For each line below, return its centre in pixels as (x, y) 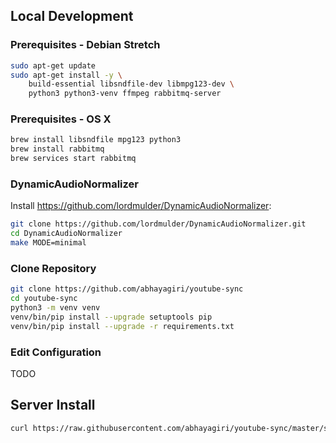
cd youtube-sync (44, 299)
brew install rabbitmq (57, 149)
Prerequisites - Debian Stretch (85, 45)
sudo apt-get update (53, 65)
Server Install (53, 405)
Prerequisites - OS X (61, 119)
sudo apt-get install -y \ (66, 75)
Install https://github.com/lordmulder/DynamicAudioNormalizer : (141, 206)
